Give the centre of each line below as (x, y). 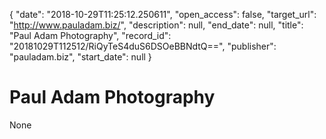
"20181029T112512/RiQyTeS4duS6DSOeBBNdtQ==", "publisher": (143, 46)
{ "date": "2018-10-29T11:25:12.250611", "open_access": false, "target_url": (163, 14)
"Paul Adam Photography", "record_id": (90, 35)
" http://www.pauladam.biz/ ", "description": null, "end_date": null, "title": (156, 25)
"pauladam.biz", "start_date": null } (80, 57)
